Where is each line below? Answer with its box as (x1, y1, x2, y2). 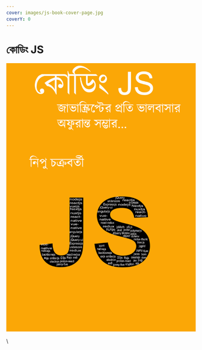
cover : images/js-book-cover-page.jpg (6, 10, 103, 16)
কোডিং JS (6, 43, 44, 57)
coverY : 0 (6, 16, 31, 22)
